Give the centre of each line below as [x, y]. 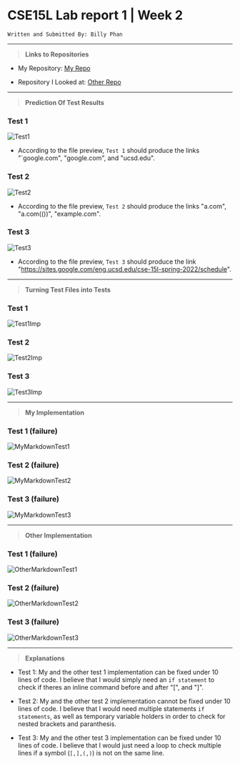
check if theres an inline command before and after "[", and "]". [111, 687]
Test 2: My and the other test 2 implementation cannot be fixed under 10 [124, 701]
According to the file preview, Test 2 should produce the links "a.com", [122, 206]
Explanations [45, 658]
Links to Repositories [57, 54]
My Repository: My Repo [54, 68]
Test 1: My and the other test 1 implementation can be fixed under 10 [118, 672]
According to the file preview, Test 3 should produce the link [107, 262]
